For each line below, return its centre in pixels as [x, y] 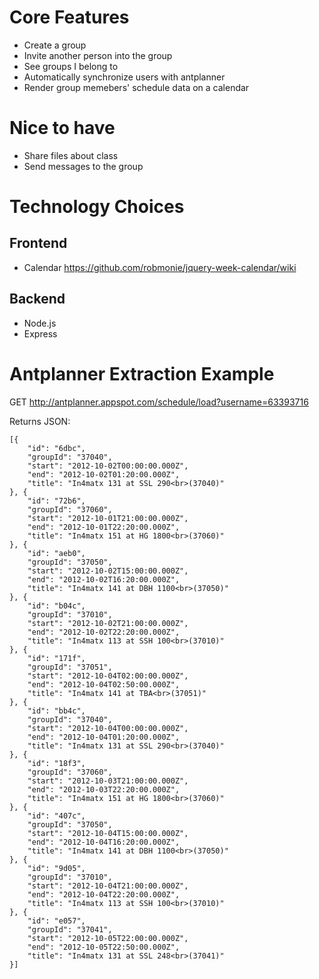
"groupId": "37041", [70, 929]
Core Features [69, 17]
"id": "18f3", [56, 763]
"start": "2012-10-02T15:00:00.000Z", [108, 571]
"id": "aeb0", [56, 553]
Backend [37, 299]
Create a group [55, 45]
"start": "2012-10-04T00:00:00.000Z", [108, 728]
